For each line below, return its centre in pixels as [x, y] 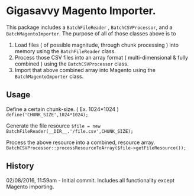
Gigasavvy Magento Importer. [81, 11]
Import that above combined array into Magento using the [85, 70]
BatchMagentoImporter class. [49, 76]
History [20, 166]
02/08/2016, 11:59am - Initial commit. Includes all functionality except [90, 180]
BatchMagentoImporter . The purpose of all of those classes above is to [91, 33]
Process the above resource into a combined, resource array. [81, 142]
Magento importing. [30, 187]
